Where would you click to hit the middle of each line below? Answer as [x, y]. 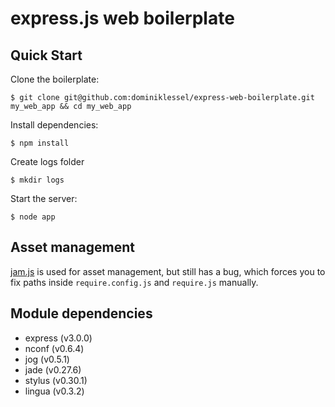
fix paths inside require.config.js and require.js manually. [134, 282]
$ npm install [40, 143]
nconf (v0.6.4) [54, 348]
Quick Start [46, 55]
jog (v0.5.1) [47, 359]
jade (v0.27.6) [53, 369]
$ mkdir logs [37, 180]
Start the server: [44, 198]
